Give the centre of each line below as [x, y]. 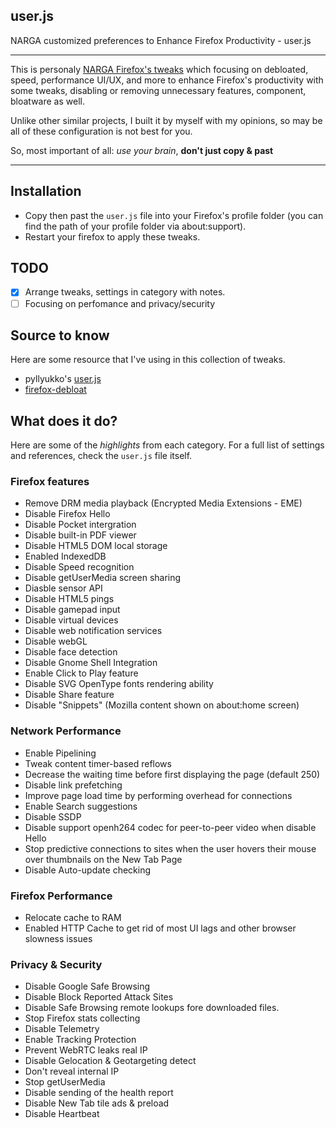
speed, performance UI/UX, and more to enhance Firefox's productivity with [167, 80]
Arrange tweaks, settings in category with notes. [125, 292]
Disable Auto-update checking [88, 870]
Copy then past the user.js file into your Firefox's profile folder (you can [174, 215]
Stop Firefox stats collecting [82, 1018]
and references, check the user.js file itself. [101, 456]
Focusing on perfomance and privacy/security [120, 303]
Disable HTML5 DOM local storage [96, 546]
